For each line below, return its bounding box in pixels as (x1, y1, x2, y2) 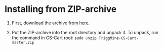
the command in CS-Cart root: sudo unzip (11, 35, 97, 41)
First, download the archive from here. (11, 20, 90, 26)
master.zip (11, 40, 35, 45)
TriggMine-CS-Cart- (98, 36, 139, 41)
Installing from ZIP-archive (4, 3, 117, 15)
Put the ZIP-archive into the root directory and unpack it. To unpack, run (11, 29, 159, 35)
